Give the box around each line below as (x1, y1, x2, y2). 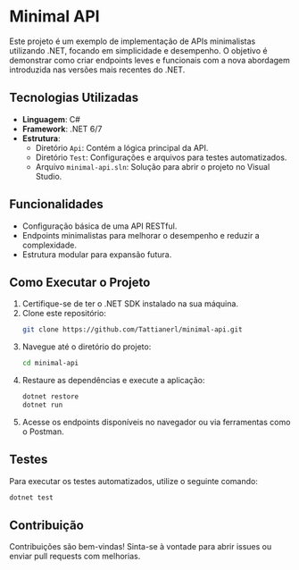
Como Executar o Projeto (9, 274, 151, 289)
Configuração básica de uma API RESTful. (21, 221, 178, 231)
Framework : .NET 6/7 (21, 123, 103, 134)
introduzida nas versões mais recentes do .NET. (9, 64, 186, 75)
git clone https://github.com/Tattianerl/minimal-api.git (21, 325, 243, 334)
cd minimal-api (21, 359, 79, 368)
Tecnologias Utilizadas (9, 90, 139, 105)
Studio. (35, 171, 62, 181)
